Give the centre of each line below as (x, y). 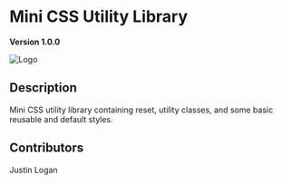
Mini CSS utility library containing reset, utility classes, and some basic (141, 110)
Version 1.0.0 (35, 42)
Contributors (47, 148)
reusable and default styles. (61, 119)
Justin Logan (34, 169)
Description (43, 88)
